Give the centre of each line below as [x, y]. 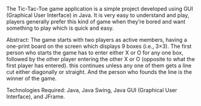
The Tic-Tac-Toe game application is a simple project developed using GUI [100, 9]
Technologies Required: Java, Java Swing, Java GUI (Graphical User [92, 90]
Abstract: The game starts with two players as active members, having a [97, 40]
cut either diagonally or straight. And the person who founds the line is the [99, 72]
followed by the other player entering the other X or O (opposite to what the [101, 59]
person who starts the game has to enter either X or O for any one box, [95, 53]
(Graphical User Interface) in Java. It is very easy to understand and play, [98, 15]
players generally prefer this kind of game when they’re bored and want [96, 22]
